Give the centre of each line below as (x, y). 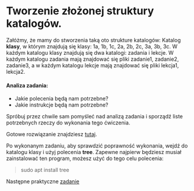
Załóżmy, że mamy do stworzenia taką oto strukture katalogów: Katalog (93, 40)
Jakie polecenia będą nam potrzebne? (61, 99)
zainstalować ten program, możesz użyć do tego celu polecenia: (85, 158)
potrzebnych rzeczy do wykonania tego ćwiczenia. (68, 123)
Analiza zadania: (27, 85)
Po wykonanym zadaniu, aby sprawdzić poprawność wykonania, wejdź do (97, 146)
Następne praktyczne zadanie (43, 181)
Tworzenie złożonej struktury (80, 11)
